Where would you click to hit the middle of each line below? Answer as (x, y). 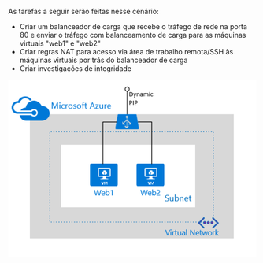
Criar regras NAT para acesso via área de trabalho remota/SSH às (126, 52)
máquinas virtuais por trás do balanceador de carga (104, 60)
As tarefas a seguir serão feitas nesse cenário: (83, 11)
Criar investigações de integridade (76, 69)
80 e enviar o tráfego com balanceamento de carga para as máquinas (133, 35)
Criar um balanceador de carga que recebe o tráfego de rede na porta (133, 26)
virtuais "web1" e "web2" (60, 43)
